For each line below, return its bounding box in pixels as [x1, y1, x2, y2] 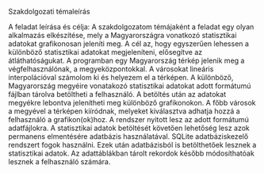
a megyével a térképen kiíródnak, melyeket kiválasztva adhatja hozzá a [8, 106, 240, 116]
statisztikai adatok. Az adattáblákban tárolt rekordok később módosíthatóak [8, 148, 255, 158]
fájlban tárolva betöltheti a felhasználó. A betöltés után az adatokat [8, 90, 227, 98]
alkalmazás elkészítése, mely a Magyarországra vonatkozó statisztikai [8, 31, 237, 40]
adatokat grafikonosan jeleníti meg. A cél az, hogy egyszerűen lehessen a [8, 39, 250, 48]
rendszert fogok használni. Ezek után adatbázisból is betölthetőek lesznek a [8, 140, 257, 149]
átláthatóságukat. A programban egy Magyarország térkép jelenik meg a [8, 56, 245, 65]
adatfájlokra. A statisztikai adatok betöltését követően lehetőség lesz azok [8, 123, 250, 133]
